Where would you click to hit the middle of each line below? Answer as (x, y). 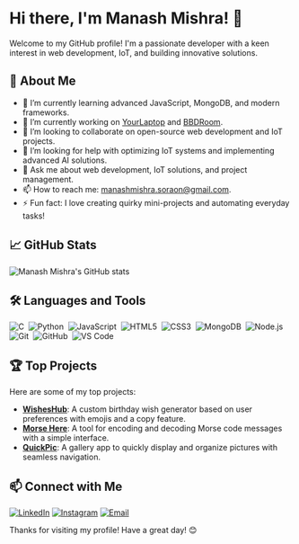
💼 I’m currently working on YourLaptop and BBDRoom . (123, 121)
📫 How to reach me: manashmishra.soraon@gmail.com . (127, 189)
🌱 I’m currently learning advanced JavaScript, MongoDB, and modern (151, 103)
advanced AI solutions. (65, 160)
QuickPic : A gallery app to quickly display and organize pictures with (150, 448)
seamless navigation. (62, 457)
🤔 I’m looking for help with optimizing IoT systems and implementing (148, 150)
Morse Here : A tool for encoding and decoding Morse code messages (152, 428)
